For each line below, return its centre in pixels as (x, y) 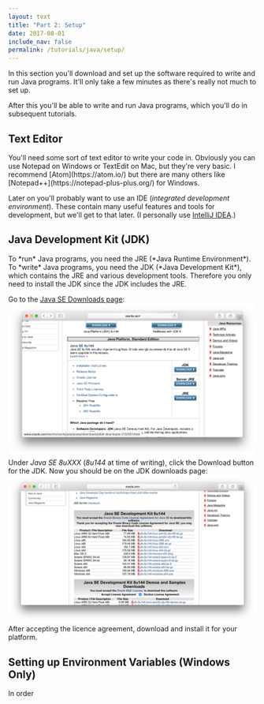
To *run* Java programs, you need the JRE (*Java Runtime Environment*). (130, 258)
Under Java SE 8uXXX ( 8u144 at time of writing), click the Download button (131, 462)
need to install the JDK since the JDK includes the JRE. (97, 283)
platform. (23, 637)
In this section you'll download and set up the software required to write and (132, 73)
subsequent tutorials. (43, 114)
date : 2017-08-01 (37, 33)
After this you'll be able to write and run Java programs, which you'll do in (128, 106)
